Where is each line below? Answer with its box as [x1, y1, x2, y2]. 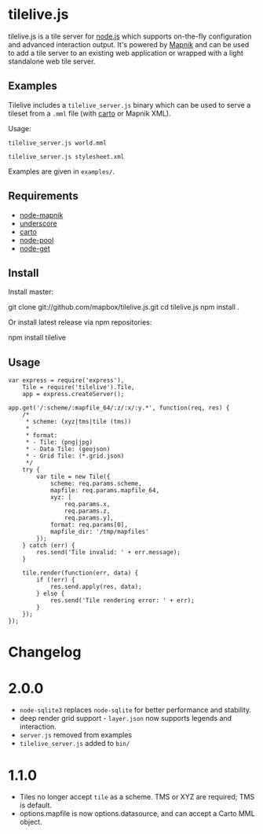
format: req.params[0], [49, 521, 128, 529]
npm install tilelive [8, 332, 67, 343]
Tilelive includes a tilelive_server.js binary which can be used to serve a [8, 100, 251, 109]
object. [19, 817, 42, 827]
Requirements [8, 189, 79, 203]
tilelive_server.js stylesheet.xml [8, 152, 125, 160]
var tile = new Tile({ [36, 473, 111, 481]
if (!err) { [36, 576, 76, 584]
